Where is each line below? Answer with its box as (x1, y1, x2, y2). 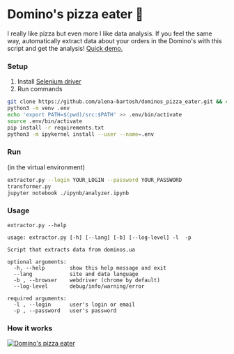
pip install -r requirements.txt (7, 124, 104, 131)
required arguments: (7, 295, 68, 302)
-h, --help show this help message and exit (13, 264, 167, 271)
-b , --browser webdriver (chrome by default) (13, 277, 160, 284)
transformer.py (7, 183, 52, 190)
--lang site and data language (13, 270, 139, 277)
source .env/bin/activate (7, 118, 82, 125)
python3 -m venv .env (7, 105, 70, 112)
